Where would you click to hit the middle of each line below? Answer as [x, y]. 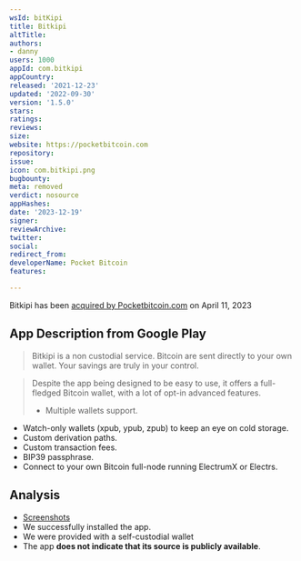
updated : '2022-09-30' [52, 94]
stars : [22, 111]
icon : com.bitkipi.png [52, 170]
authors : [26, 43]
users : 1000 [32, 60]
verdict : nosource [44, 195]
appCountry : [32, 77]
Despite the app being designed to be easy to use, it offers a [145, 383]
